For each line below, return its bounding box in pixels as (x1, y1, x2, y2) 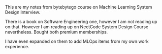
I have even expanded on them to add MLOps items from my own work (5, 38, 149, 44)
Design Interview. (5, 9, 40, 15)
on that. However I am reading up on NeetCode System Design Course (5, 24, 149, 30)
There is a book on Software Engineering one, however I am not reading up (5, 19, 158, 24)
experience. (5, 44, 30, 49)
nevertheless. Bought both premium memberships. (5, 29, 108, 35)
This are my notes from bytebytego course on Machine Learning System (5, 4, 152, 10)
